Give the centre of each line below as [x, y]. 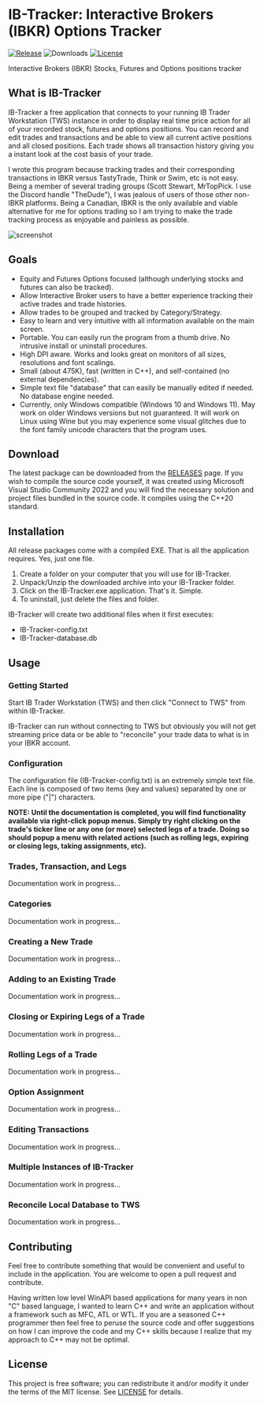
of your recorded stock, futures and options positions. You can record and [128, 128]
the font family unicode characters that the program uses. [113, 429]
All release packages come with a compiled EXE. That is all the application [129, 550]
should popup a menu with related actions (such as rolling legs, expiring [128, 838]
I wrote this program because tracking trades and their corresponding [121, 169]
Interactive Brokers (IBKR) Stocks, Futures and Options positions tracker [125, 68]
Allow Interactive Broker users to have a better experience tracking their [136, 295]
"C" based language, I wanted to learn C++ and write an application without [131, 1305]
